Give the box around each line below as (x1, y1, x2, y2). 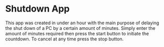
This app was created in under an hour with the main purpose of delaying (5, 20, 159, 26)
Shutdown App (5, 3, 70, 15)
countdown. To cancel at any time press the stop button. (5, 36, 124, 42)
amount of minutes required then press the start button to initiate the (5, 30, 149, 36)
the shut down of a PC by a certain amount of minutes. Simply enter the (5, 25, 155, 31)
